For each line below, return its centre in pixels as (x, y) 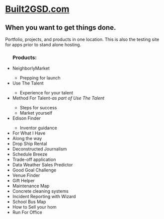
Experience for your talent (46, 93)
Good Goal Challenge (34, 170)
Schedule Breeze (30, 154)
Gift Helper (23, 181)
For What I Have (29, 133)
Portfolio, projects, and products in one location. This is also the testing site (82, 39)
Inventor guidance (38, 128)
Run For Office (27, 213)
